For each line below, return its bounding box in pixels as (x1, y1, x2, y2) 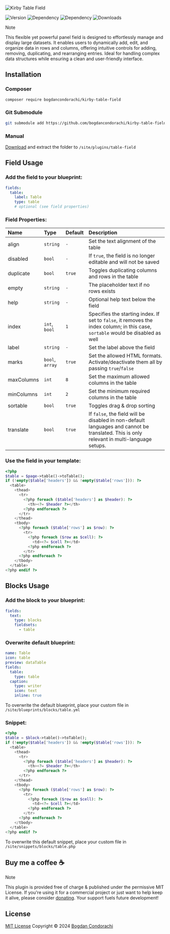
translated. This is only (88, 429, 143, 436)
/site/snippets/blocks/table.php (5, 844, 76, 849)
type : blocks (14, 618, 42, 623)
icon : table (5, 656, 30, 661)
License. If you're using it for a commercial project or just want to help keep (5, 889, 163, 896)
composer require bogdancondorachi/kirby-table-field (5, 97, 121, 102)
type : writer (14, 683, 42, 688)
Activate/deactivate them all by (88, 358, 162, 366)
